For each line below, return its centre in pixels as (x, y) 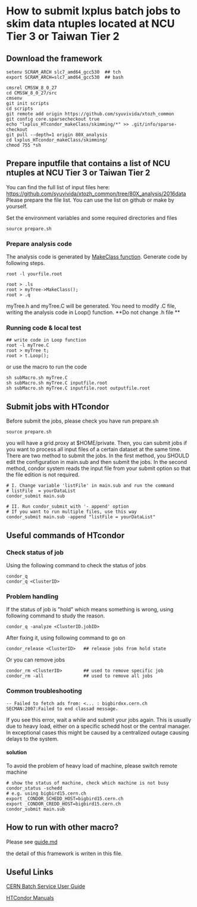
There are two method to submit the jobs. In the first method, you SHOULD (98, 456)
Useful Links (30, 872)
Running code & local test (44, 328)
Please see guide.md (32, 842)
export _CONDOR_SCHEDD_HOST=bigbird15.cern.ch (65, 798)
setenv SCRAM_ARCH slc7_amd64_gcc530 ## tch (63, 72)
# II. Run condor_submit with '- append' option (68, 507)
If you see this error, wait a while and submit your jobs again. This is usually (99, 720)
